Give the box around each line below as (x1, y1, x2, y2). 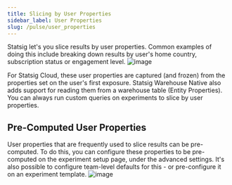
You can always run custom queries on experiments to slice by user (7, 94, 203, 102)
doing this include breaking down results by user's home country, (7, 50, 198, 58)
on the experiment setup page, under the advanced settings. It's (38, 155, 225, 164)
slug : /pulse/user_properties (7, 23, 96, 30)
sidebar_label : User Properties (7, 17, 102, 24)
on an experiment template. (7, 170, 87, 179)
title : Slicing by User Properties (7, 10, 112, 18)
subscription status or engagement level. (7, 58, 126, 66)
